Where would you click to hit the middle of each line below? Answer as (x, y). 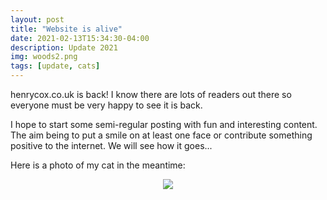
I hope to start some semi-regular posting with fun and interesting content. (164, 124)
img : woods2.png (44, 57)
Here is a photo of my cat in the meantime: (98, 165)
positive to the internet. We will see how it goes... (111, 145)
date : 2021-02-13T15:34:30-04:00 (80, 38)
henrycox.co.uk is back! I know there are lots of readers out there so (151, 94)
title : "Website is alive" (66, 29)
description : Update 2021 (64, 47)
